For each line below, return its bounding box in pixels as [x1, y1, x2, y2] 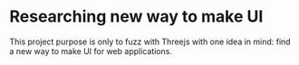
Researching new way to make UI [9, 6, 264, 27]
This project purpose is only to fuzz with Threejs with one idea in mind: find [9, 36, 292, 47]
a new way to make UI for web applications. [9, 45, 172, 56]
